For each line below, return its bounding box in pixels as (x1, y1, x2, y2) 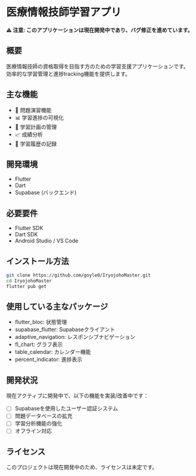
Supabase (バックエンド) (14, 189, 76, 196)
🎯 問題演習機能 (14, 106, 52, 114)
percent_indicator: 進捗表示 (14, 356, 82, 363)
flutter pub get (6, 283, 47, 289)
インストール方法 (6, 256, 69, 266)
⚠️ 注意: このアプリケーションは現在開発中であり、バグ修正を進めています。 (6, 26, 193, 34)
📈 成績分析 (14, 131, 43, 138)
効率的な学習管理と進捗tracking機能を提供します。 (6, 70, 131, 77)
